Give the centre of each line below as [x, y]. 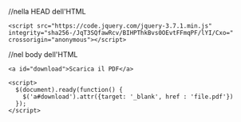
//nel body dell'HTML [43, 54]
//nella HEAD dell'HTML [47, 11]
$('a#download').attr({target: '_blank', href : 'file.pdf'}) [128, 97]
